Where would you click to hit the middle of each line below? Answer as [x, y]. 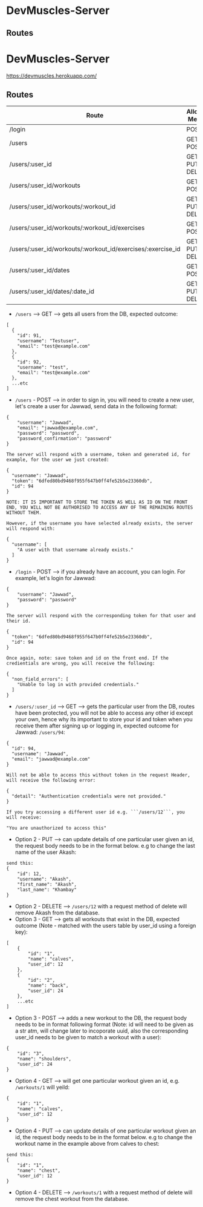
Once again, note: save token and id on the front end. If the [88, 658]
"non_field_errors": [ [40, 680]
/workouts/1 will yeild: [42, 1087]
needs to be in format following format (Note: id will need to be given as [104, 1025]
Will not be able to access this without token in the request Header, [98, 775]
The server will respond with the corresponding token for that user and [101, 616]
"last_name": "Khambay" [47, 890]
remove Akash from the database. [57, 913]
